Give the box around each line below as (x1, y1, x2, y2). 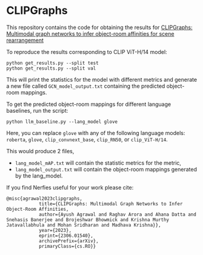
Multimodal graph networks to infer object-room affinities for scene (6, 30, 175, 37)
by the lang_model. (15, 172, 63, 179)
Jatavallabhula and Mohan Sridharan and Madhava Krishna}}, (6, 222, 162, 228)
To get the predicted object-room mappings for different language (6, 101, 171, 108)
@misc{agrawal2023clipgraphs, (6, 195, 83, 202)
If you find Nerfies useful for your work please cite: (6, 184, 134, 191)
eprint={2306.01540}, (38, 233, 94, 239)
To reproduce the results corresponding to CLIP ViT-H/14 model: (6, 48, 168, 55)
